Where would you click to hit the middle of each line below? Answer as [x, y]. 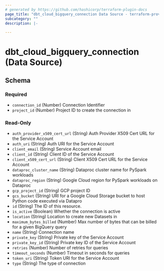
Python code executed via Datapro [47, 201]
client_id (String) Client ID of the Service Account [63, 154]
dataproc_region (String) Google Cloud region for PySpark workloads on [85, 180]
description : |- [21, 23]
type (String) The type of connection [49, 263]
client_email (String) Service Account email [57, 149]
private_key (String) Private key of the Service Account [68, 237]
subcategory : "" [21, 19]
